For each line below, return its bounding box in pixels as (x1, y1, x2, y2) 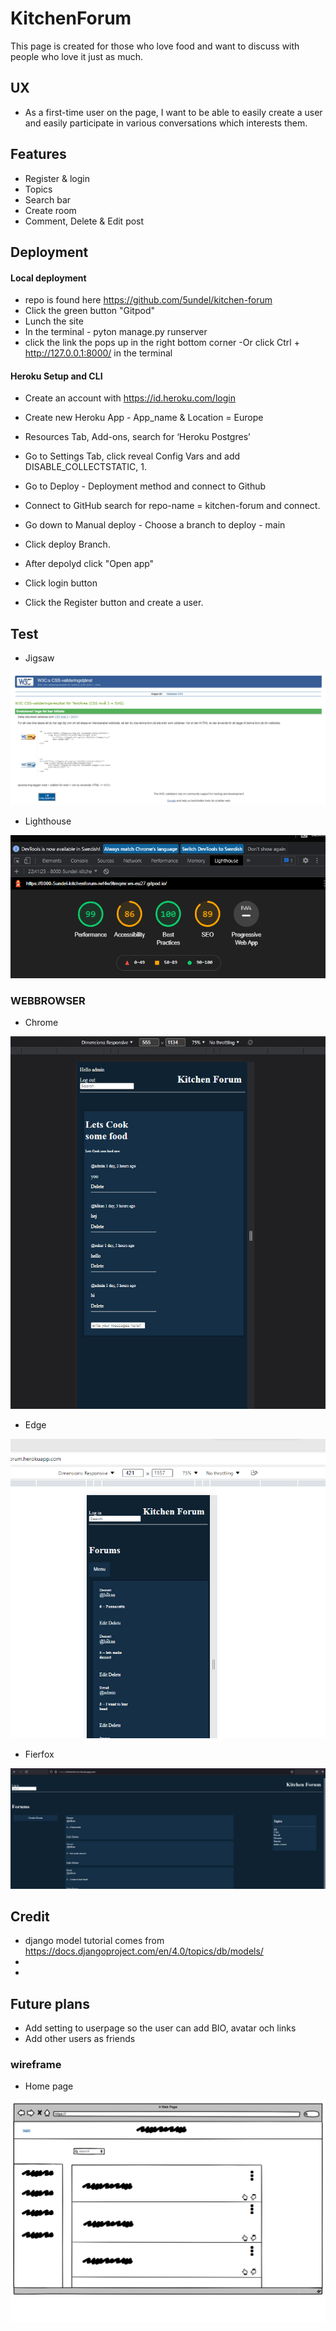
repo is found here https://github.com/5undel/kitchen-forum (24, 294, 273, 306)
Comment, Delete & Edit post (24, 215, 145, 227)
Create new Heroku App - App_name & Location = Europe (24, 412, 264, 424)
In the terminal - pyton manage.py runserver (24, 326, 208, 338)
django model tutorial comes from (24, 1935, 165, 1947)
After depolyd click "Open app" (24, 558, 155, 570)
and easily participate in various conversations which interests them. (24, 117, 308, 129)
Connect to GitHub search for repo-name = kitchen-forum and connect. (24, 500, 321, 512)
